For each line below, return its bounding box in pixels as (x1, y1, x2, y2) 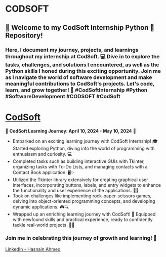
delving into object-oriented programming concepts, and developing (12, 198, 155, 204)
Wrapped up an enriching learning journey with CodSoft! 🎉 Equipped (12, 211, 156, 218)
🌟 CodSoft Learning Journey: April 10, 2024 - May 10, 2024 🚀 (5, 128, 137, 134)
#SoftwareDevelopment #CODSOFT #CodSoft (5, 93, 120, 100)
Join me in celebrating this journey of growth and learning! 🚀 (5, 235, 157, 242)
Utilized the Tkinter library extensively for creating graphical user (12, 177, 148, 183)
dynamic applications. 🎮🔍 (12, 204, 69, 210)
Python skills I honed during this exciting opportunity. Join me (5, 67, 161, 74)
